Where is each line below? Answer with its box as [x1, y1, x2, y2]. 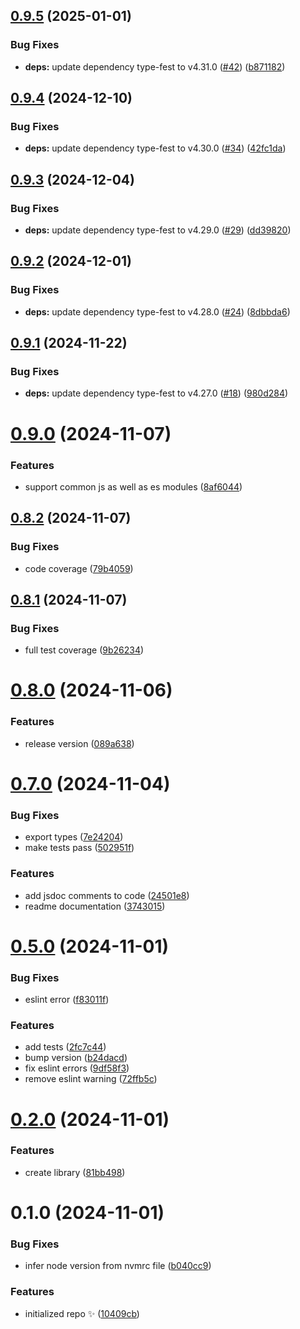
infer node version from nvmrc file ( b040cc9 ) [24, 1260, 212, 1272]
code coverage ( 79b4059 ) [24, 562, 134, 574]
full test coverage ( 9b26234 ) [24, 644, 145, 656]
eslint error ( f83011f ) [24, 994, 110, 1006]
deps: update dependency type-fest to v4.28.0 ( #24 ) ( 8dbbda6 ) [24, 305, 291, 318]
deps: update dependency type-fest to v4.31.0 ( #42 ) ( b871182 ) [24, 60, 286, 73]
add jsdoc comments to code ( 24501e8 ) [24, 889, 190, 901]
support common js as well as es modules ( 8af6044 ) [24, 480, 243, 493]
